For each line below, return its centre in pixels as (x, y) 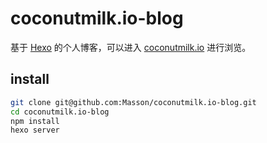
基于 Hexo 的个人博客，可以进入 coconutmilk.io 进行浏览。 (131, 47)
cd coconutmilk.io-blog (60, 112)
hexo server (35, 130)
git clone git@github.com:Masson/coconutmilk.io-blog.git (133, 102)
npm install (35, 121)
